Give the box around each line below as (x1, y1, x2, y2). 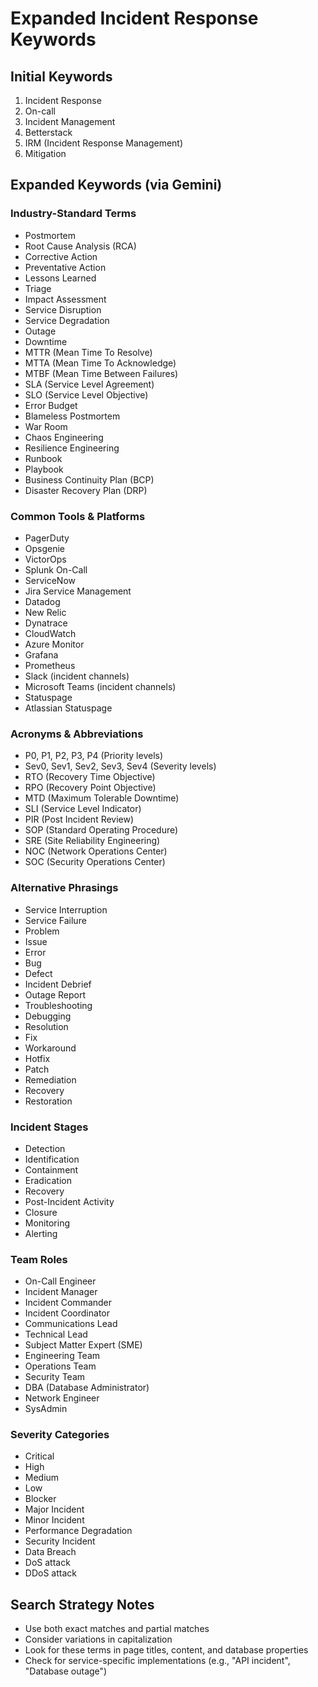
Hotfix (24, 1052, 51, 1064)
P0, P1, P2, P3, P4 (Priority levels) (24, 750, 164, 762)
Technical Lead (24, 1328, 88, 1341)
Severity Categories (10, 1428, 110, 1442)
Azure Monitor (24, 638, 85, 650)
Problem (24, 925, 60, 937)
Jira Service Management (24, 585, 132, 597)
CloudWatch (24, 627, 77, 639)
